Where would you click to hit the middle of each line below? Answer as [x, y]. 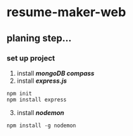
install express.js [42, 81]
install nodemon [40, 112]
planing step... [39, 38]
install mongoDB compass [56, 73]
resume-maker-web [66, 12]
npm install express [37, 100]
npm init [19, 93]
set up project [31, 58]
